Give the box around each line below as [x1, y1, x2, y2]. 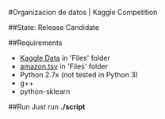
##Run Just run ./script [8, 102, 86, 111]
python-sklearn [19, 87, 71, 96]
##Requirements [8, 38, 63, 47]
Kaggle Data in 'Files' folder [19, 54, 111, 62]
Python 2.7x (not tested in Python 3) [19, 70, 139, 79]
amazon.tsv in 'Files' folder [19, 61, 109, 71]
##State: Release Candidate [8, 23, 100, 32]
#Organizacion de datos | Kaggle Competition [8, 8, 158, 17]
